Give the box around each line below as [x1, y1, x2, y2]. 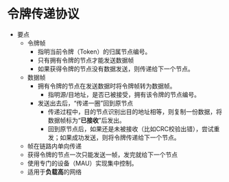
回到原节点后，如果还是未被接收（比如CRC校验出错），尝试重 [47, 124, 220, 133]
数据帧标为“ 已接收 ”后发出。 [47, 116, 125, 124]
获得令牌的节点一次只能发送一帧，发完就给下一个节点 [27, 150, 178, 159]
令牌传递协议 [7, 6, 80, 22]
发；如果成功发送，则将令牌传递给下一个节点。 [47, 133, 180, 141]
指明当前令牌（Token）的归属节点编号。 [37, 47, 152, 56]
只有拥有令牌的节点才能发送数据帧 [37, 56, 134, 64]
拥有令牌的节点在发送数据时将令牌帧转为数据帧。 [37, 82, 176, 90]
